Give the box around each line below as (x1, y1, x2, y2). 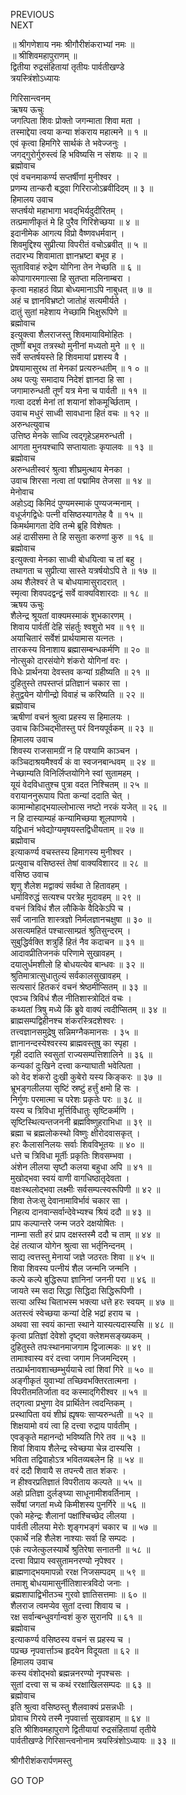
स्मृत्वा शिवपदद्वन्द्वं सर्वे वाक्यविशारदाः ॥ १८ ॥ (10, 587, 148, 599)
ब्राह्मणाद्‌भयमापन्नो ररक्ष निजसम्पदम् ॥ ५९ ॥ (10, 1566, 145, 1578)
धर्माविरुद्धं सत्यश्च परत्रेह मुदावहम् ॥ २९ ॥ (10, 891, 141, 903)
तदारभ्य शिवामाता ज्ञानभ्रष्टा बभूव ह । (10, 250, 125, 261)
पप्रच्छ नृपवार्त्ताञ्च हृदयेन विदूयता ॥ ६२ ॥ (10, 1645, 139, 1656)
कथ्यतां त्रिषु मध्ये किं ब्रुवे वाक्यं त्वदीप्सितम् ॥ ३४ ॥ (10, 1004, 167, 1015)
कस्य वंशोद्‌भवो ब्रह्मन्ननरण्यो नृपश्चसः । (10, 1667, 131, 1679)
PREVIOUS (10, 9, 55, 20)
